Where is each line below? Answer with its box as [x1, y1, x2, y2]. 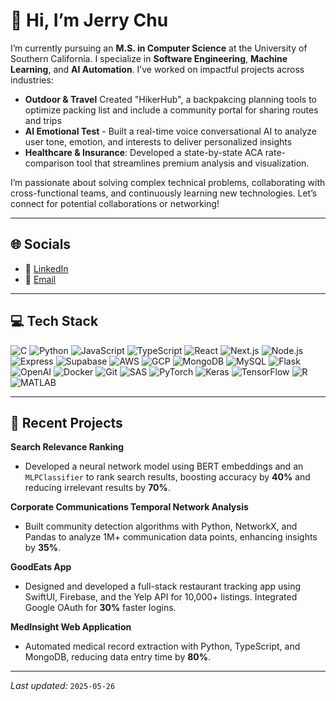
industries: [10, 74, 54, 86]
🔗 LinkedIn [24, 262, 69, 274]
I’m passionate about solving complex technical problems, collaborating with [10, 176, 326, 188]
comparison [24, 157, 75, 169]
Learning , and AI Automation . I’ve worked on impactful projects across [10, 63, 305, 75]
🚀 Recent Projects [10, 414, 123, 431]
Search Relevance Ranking [10, 441, 125, 453]
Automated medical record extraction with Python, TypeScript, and [24, 640, 301, 653]
